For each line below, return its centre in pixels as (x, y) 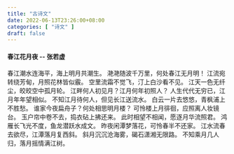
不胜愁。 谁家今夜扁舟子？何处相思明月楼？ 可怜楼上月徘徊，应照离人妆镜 (113, 108)
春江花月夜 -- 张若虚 (36, 56)
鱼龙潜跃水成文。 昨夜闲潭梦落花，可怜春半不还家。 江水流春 (138, 126)
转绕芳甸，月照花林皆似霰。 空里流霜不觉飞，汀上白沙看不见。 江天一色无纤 (116, 82)
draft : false (26, 33)
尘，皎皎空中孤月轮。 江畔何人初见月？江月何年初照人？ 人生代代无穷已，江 (116, 91)
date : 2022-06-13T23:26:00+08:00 (56, 20)
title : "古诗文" (29, 14)
